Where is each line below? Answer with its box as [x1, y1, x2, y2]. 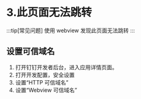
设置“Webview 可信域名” [15, 86, 78, 94]
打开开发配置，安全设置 [15, 71, 75, 78]
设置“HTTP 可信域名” [15, 78, 69, 86]
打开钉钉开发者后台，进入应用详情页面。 [15, 63, 118, 70]
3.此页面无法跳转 [6, 5, 92, 19]
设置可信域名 [6, 46, 55, 56]
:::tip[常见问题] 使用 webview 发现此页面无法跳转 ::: [6, 27, 135, 34]
